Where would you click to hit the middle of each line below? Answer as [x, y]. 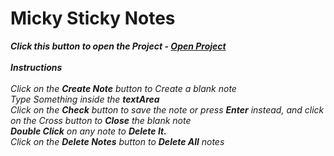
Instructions [36, 67]
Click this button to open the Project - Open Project [118, 46]
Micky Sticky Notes [93, 18]
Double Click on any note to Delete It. [88, 131]
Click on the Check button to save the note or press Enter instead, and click [167, 109]
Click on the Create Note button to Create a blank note [123, 88]
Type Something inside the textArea [85, 99]
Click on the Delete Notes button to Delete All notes [117, 141]
